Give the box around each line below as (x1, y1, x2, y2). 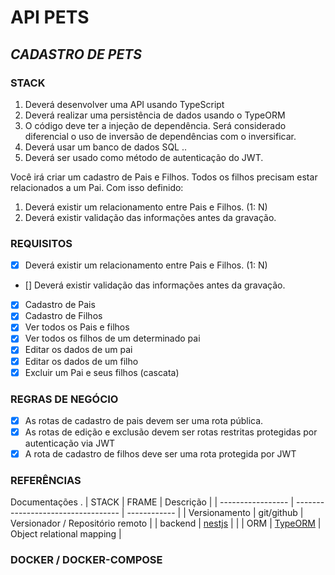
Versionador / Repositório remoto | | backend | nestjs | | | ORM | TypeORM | (10, 517, 322, 530)
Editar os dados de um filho (24, 355, 139, 367)
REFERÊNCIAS (10, 474, 82, 488)
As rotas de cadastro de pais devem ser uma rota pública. (24, 414, 264, 426)
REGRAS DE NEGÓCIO (10, 392, 119, 406)
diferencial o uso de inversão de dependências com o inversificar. (24, 130, 297, 142)
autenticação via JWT (24, 437, 115, 450)
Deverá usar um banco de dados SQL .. (24, 141, 188, 153)
